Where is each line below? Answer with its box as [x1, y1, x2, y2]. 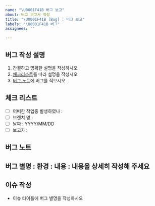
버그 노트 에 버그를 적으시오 [12, 77, 66, 83]
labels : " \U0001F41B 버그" [5, 21, 60, 27]
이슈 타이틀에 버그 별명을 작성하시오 [12, 195, 83, 201]
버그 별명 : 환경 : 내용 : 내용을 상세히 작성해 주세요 [5, 162, 150, 171]
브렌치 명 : [12, 114, 33, 120]
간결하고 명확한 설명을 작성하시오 [12, 65, 78, 71]
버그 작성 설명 [5, 50, 45, 59]
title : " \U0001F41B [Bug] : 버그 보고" [5, 17, 85, 22]
